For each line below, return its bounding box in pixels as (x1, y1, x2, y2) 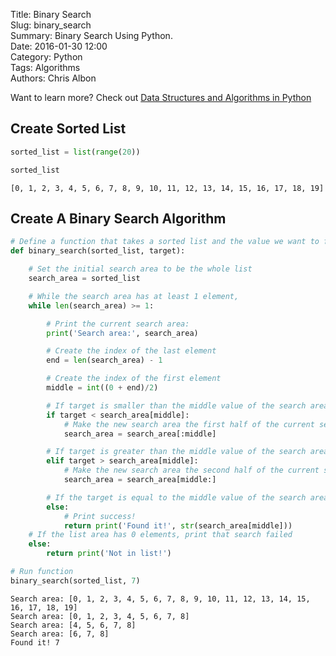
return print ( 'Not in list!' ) (46, 549, 172, 559)
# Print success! (63, 511, 137, 521)
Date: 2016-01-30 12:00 (10, 40, 108, 52)
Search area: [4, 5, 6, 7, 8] (10, 620, 137, 630)
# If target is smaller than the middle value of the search (46, 400, 307, 411)
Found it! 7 (10, 637, 60, 648)
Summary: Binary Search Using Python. (10, 30, 173, 41)
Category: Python (10, 51, 83, 63)
